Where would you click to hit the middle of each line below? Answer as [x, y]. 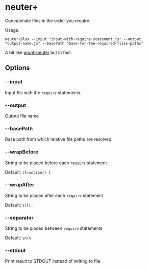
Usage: [12, 30]
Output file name [22, 116]
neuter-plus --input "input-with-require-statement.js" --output [73, 39]
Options [18, 68]
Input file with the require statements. [43, 93]
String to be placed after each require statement [54, 196]
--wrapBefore [22, 152]
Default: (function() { [28, 172]
